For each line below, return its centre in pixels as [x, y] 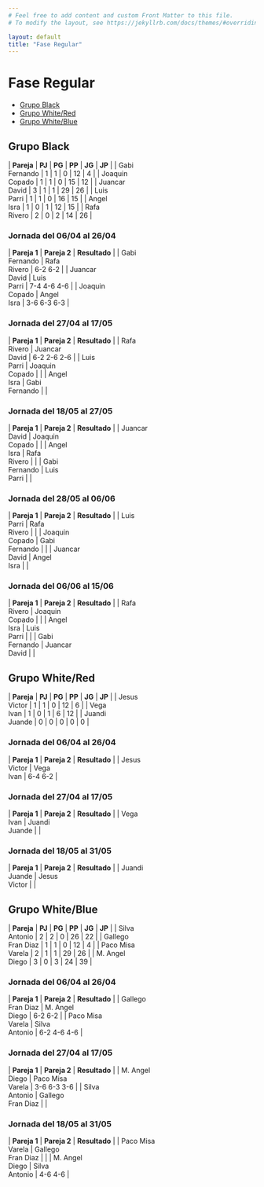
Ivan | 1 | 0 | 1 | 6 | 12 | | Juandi [57, 714]
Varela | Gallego [34, 1149]
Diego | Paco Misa [38, 1079]
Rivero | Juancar [35, 349]
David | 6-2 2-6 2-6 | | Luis [52, 357]
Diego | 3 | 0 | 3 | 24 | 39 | [50, 961]
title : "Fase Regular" [45, 44]
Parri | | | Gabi [31, 637]
